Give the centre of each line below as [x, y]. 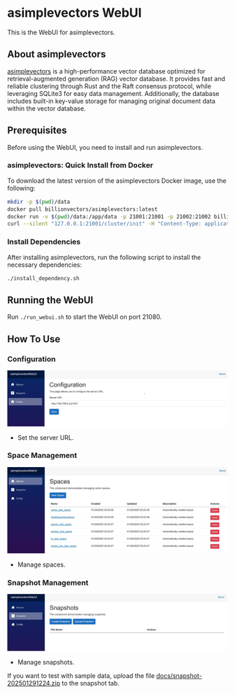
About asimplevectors [57, 54]
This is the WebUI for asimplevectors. [61, 32]
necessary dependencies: [45, 265]
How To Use [34, 339]
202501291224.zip [34, 683]
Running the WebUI [50, 300]
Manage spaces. [41, 564]
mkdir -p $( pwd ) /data [39, 202]
